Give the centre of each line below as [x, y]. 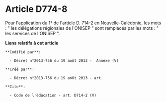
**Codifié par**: [23, 52]
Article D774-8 [37, 9]
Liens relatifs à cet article [32, 43]
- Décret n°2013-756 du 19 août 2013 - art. [56, 78]
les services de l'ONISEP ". [33, 33]
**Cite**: [15, 87]
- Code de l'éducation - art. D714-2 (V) [53, 95]
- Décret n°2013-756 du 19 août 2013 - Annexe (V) [64, 60]
